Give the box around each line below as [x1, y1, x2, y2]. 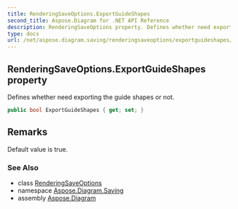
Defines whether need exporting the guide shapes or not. [7, 93, 175, 101]
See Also [7, 162, 39, 172]
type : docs [7, 30, 40, 38]
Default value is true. [7, 145, 68, 153]
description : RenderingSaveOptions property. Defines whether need [7, 23, 211, 30]
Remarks [7, 126, 48, 138]
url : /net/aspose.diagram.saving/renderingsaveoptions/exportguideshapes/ [7, 37, 233, 44]
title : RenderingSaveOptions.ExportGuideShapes [7, 10, 151, 18]
